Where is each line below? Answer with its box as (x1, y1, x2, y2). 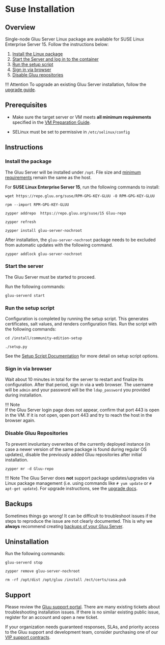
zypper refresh (5, 219, 36, 224)
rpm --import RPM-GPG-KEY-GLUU (5, 202, 69, 207)
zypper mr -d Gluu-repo (5, 466, 54, 471)
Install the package (5, 158, 52, 165)
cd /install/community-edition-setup (5, 336, 82, 341)
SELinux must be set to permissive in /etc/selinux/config (12, 129, 130, 135)
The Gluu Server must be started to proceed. (5, 274, 96, 280)
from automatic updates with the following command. (5, 242, 113, 248)
